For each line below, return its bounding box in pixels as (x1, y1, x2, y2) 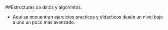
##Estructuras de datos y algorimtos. (5, 4, 82, 10)
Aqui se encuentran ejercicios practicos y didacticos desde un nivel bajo (12, 14, 163, 19)
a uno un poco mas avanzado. (12, 19, 75, 25)
